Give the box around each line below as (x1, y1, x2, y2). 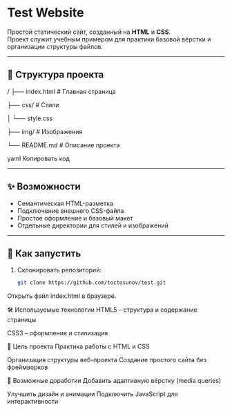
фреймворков (7, 363, 48, 371)
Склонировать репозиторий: (17, 266, 102, 274)
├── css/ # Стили (7, 100, 59, 109)
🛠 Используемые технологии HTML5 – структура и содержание (7, 306, 198, 314)
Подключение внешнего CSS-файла (17, 206, 124, 215)
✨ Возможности (7, 181, 81, 193)
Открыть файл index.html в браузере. (7, 292, 117, 300)
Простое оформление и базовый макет (17, 214, 133, 222)
